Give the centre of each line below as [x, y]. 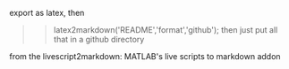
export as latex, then [47, 13]
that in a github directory [99, 39]
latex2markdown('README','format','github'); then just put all [166, 30]
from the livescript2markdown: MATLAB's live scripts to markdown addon [145, 56]
